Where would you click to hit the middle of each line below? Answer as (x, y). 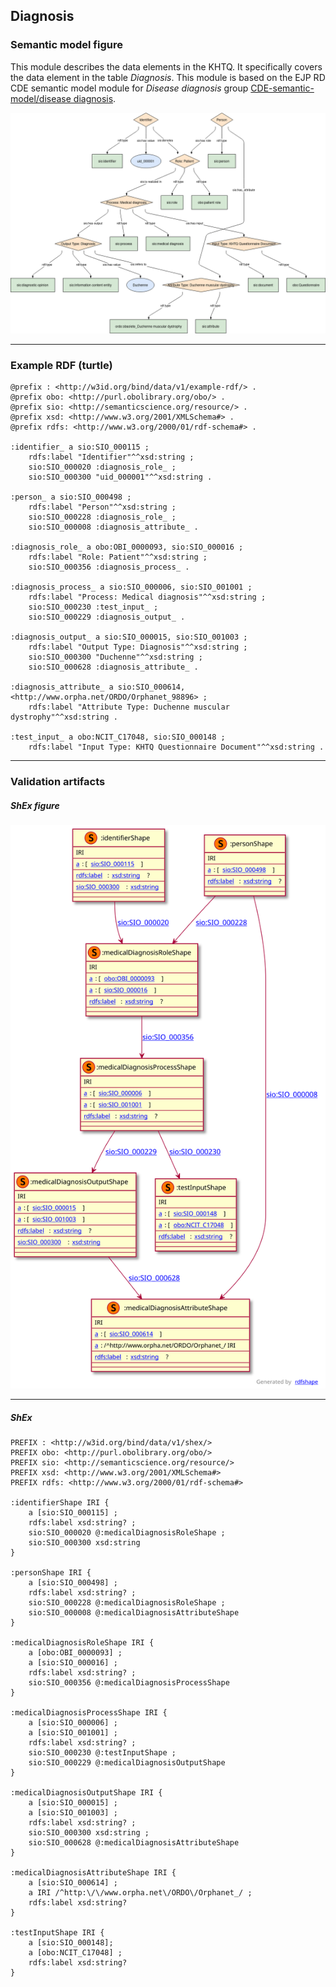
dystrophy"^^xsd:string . (64, 717)
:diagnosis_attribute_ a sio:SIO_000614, (98, 687)
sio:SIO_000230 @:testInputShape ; (102, 1752)
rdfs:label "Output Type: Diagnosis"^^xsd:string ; (138, 647)
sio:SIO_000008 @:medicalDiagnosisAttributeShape (134, 1612)
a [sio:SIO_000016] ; (73, 1662)
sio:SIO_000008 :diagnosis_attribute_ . (113, 527)
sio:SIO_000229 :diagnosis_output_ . (107, 617)
